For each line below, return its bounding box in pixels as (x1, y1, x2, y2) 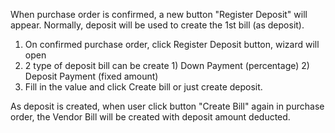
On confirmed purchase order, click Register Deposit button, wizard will (24, 39, 320, 50)
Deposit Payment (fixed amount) (24, 70, 159, 82)
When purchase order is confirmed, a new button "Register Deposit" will (10, 9, 308, 20)
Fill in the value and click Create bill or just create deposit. (24, 81, 263, 93)
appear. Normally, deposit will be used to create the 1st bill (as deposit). (10, 19, 305, 31)
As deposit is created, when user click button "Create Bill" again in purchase (10, 100, 325, 112)
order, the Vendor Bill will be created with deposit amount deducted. (10, 111, 291, 123)
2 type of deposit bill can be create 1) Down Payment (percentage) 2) (24, 60, 310, 71)
